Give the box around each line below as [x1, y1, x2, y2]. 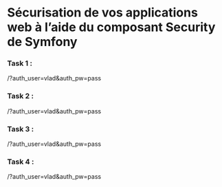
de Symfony [7, 34, 78, 49]
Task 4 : [7, 157, 34, 166]
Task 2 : [7, 91, 34, 101]
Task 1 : [7, 58, 33, 68]
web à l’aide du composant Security [7, 19, 216, 35]
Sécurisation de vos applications [7, 5, 198, 21]
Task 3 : [7, 124, 34, 133]
